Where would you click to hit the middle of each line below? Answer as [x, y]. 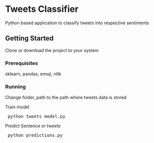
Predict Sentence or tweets [33, 126]
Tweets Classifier [42, 9]
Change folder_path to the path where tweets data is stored [66, 97]
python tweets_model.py [36, 117]
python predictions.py [35, 135]
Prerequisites [22, 63]
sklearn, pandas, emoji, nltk [33, 74]
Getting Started [29, 38]
